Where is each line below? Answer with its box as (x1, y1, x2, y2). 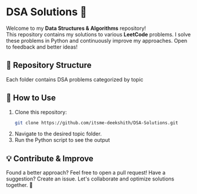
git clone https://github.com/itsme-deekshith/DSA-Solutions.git (14, 120, 178, 125)
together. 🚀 (6, 182, 34, 189)
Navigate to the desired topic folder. (14, 130, 102, 137)
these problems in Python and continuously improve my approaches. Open (6, 37, 188, 44)
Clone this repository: (14, 108, 67, 115)
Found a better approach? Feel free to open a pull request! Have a (6, 169, 166, 176)
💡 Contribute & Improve (6, 154, 94, 164)
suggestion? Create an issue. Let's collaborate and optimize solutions (6, 175, 175, 182)
